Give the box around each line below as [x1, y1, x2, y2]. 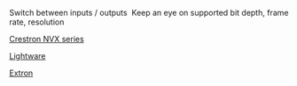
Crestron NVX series [9, 34, 84, 44]
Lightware [9, 51, 46, 61]
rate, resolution [9, 17, 65, 27]
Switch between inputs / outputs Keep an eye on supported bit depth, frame [9, 8, 289, 18]
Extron [9, 68, 34, 78]
